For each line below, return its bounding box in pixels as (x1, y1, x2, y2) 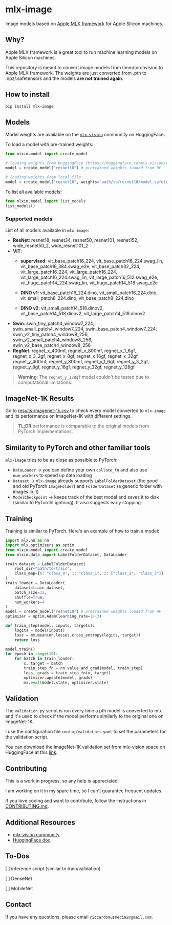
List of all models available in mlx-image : (5, 227, 90, 233)
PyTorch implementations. (17, 428, 73, 435)
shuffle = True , (14, 594, 45, 600)
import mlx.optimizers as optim (5, 542, 74, 548)
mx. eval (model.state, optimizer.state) (24, 680, 109, 685)
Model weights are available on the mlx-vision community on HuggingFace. (5, 132, 165, 138)
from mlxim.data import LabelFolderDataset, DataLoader (5, 552, 127, 557)
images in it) (12, 488, 39, 495)
